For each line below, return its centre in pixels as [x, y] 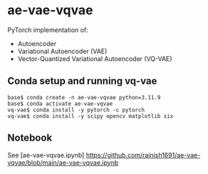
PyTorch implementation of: [48, 30]
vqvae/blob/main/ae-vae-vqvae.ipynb [63, 163]
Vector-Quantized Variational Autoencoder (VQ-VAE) [95, 58]
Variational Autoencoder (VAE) [62, 51]
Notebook [30, 138]
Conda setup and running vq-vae [82, 81]
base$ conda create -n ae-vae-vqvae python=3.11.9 [84, 97]
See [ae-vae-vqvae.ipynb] [46, 155]
